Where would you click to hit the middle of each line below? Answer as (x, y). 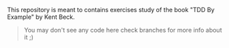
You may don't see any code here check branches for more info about (123, 30)
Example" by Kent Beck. (41, 17)
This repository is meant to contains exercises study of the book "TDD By (111, 10)
